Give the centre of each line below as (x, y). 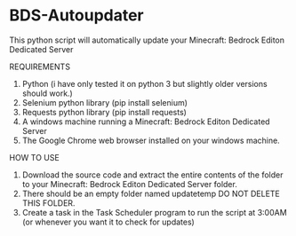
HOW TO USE (34, 157)
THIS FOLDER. (48, 203)
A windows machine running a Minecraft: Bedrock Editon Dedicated (146, 122)
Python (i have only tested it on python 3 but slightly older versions (145, 83)
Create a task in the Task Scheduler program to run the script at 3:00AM (154, 212)
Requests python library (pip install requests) (104, 112)
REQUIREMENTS (40, 67)
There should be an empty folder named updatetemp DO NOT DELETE (151, 193)
